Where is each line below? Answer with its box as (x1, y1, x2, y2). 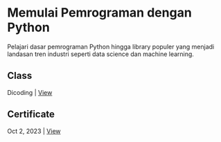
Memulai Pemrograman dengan (7, 5, 192, 21)
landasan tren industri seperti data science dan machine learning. (7, 50, 194, 58)
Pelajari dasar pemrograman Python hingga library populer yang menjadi (7, 42, 215, 51)
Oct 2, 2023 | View (7, 127, 61, 135)
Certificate (7, 109, 55, 121)
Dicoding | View (7, 88, 53, 96)
